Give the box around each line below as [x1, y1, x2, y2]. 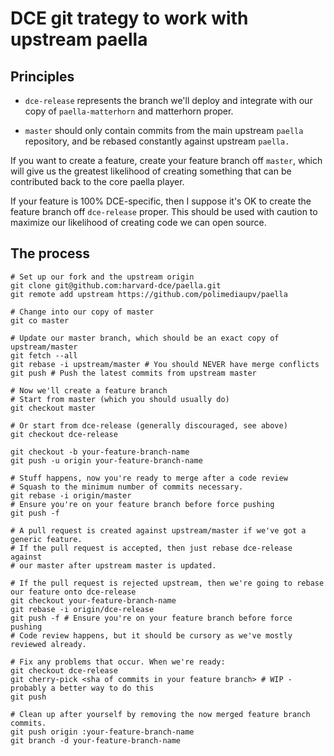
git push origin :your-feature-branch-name [10, 727, 195, 737]
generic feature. [10, 534, 83, 544]
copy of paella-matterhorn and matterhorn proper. [24, 105, 234, 117]
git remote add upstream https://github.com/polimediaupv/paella [10, 289, 288, 299]
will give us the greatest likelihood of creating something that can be [10, 165, 292, 177]
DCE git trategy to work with [10, 7, 249, 30]
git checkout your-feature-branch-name [10, 595, 177, 606]
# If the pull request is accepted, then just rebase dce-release [10, 543, 293, 553]
